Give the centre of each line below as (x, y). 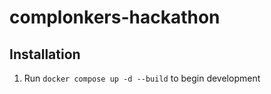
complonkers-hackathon (115, 17)
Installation (45, 54)
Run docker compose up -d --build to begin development (142, 78)
